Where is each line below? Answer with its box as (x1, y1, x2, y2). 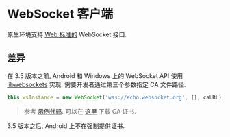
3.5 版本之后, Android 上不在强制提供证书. (7, 121, 125, 130)
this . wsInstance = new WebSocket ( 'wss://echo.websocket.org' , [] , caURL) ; (7, 94, 225, 101)
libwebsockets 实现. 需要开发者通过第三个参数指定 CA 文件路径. (7, 80, 186, 88)
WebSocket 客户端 (7, 6, 114, 22)
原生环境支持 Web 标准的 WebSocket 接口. (7, 30, 127, 38)
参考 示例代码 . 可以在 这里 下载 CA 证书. (23, 107, 137, 115)
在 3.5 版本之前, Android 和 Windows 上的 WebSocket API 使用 (7, 71, 183, 79)
